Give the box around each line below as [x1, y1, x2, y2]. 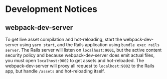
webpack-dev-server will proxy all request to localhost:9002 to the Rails [5, 63, 154, 69]
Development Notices [5, 3, 98, 15]
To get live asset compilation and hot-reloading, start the [5, 36, 122, 42]
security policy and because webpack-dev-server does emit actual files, [5, 52, 155, 58]
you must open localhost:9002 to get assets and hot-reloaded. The [5, 58, 144, 63]
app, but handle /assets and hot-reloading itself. [5, 68, 105, 74]
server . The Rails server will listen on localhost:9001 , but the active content [5, 47, 162, 53]
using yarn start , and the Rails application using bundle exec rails [20, 42, 159, 48]
